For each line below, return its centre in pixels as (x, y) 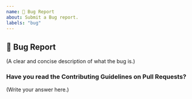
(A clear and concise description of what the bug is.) (71, 61)
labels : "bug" (24, 23)
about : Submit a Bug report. (42, 17)
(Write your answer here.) (38, 89)
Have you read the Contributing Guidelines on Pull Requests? (96, 77)
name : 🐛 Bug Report (30, 12)
